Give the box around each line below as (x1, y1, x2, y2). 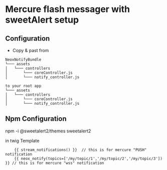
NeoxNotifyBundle (5, 57, 42, 62)
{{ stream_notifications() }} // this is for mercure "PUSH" (14, 147, 147, 152)
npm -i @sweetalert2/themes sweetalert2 (5, 128, 91, 134)
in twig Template (5, 137, 40, 143)
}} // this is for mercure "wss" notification (5, 160, 104, 165)
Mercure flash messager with (5, 4, 130, 15)
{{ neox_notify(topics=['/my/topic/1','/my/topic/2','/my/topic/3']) (14, 156, 163, 161)
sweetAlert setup (5, 14, 79, 26)
